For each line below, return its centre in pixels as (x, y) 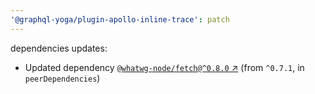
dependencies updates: (59, 48)
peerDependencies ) (62, 78)
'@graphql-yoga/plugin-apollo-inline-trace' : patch (120, 19)
